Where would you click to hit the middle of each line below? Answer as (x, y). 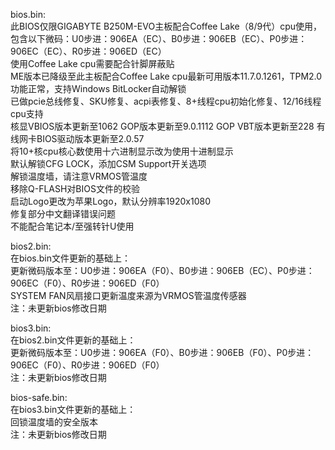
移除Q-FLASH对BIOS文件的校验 (75, 188)
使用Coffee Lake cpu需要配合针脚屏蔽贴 (92, 63)
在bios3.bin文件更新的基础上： (73, 409)
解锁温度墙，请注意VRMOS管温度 (79, 176)
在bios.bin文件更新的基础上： (71, 258)
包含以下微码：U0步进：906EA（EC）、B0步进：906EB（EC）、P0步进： (159, 38)
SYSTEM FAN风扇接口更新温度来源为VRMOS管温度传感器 (128, 295)
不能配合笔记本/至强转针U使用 (72, 226)
